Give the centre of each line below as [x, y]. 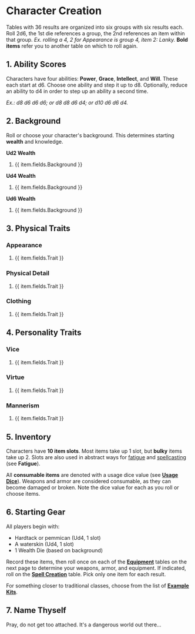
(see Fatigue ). [23, 463]
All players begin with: [33, 526]
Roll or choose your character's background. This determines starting [90, 135]
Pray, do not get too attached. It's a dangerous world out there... [84, 625]
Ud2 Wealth [21, 153]
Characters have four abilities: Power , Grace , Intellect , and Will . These [92, 78]
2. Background [33, 121]
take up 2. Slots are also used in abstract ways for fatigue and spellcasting [96, 457]
